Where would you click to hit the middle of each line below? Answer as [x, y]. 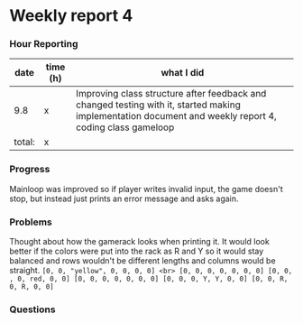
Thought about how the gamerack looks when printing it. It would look [140, 242]
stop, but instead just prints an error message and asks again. [124, 198]
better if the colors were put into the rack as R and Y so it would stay [137, 251]
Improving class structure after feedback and [171, 94]
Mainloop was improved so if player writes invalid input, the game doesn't [146, 189]
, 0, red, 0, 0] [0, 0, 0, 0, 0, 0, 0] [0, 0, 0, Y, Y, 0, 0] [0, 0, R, [149, 279]
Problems [31, 222]
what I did [183, 73]
